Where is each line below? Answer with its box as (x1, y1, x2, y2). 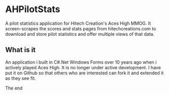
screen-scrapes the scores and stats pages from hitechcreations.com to (5, 25, 156, 31)
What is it (5, 45, 36, 54)
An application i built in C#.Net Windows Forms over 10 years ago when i (5, 59, 157, 65)
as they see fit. (5, 75, 36, 81)
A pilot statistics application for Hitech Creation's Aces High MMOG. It (5, 20, 151, 26)
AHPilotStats (5, 4, 61, 15)
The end (5, 85, 23, 91)
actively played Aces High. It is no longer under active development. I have (5, 64, 161, 70)
